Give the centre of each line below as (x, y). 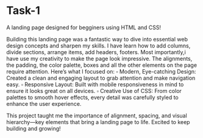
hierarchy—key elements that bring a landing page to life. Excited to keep (98, 122)
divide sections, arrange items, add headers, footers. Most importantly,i (96, 52)
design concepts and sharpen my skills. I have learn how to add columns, (98, 46)
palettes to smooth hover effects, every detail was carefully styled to (92, 97)
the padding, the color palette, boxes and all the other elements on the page (101, 65)
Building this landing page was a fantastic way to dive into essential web (97, 39)
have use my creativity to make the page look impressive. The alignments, (99, 58)
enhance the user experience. (44, 103)
